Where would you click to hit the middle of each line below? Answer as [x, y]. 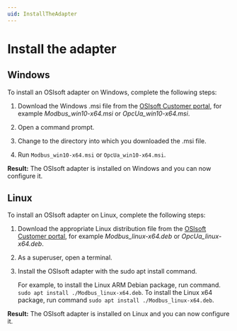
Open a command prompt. [56, 127]
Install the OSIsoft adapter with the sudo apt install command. [107, 271]
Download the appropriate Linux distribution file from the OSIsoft [112, 229]
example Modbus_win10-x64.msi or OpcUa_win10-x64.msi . [104, 113]
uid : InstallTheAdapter [42, 14]
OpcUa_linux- [202, 236]
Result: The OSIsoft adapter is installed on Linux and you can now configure [118, 314]
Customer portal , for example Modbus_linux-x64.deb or [99, 236]
